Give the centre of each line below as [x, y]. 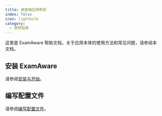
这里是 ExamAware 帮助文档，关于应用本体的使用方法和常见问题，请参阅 [79, 43]
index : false [19, 14]
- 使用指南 [19, 28]
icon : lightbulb [22, 19]
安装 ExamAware [31, 66]
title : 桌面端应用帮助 [26, 10]
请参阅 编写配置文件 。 [27, 109]
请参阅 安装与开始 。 [25, 78]
